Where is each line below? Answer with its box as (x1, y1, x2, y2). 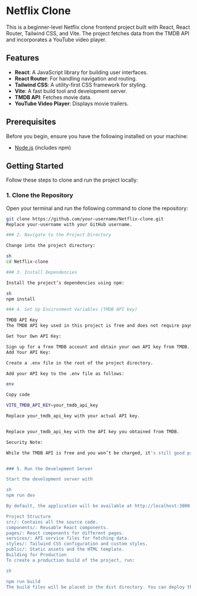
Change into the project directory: (6, 243, 96, 249)
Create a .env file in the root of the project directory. (6, 360, 154, 366)
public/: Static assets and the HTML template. (6, 547, 125, 553)
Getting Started (6, 160, 64, 171)
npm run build (6, 578, 41, 584)
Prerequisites (6, 117, 56, 127)
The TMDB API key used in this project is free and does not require (6, 323, 180, 329)
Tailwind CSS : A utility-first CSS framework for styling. (14, 81, 147, 88)
